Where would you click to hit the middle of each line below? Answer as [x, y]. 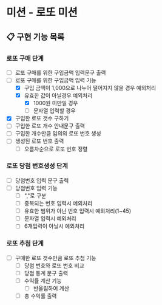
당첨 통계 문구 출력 [46, 273]
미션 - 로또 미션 [42, 12]
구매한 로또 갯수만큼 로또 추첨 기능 [56, 258]
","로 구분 [35, 196]
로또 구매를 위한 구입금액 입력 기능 [56, 80]
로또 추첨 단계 [25, 244]
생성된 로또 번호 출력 [39, 141]
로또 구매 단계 [25, 58]
